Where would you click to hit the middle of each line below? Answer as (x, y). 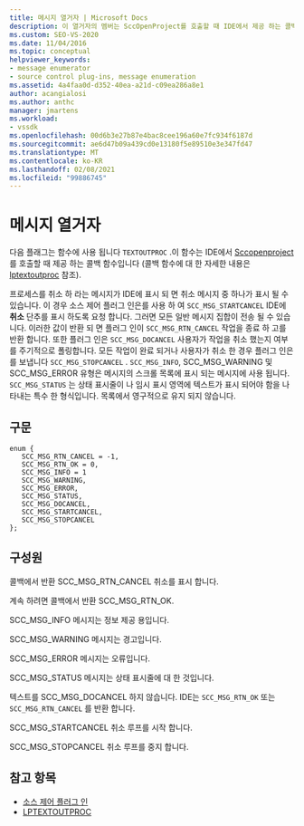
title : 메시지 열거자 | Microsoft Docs (79, 18)
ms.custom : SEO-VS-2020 (54, 34)
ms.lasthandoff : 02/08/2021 (62, 169)
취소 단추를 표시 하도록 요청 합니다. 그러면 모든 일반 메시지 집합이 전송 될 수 (142, 317)
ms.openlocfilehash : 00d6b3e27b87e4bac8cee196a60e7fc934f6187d (131, 136)
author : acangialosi (48, 93)
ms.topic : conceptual (50, 52)
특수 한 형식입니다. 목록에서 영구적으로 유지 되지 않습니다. (135, 396)
